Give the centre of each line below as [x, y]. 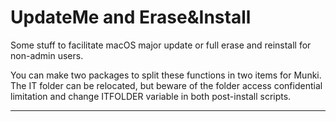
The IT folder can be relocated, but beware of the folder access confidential [166, 85]
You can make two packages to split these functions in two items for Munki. [166, 75]
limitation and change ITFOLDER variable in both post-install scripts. [151, 96]
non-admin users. [47, 55]
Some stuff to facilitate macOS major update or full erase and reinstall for [161, 45]
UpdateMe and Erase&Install [131, 17]
